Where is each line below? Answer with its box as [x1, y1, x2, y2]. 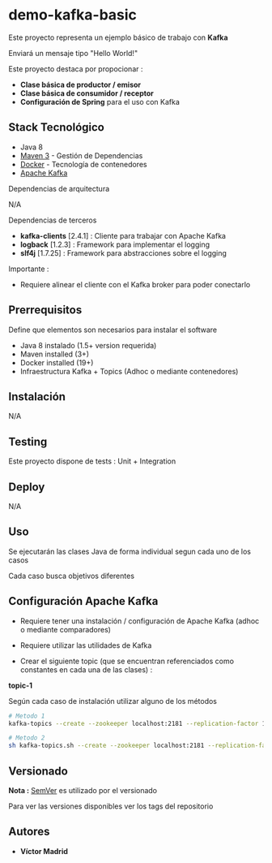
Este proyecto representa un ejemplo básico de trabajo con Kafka [8, 32, 228, 42]
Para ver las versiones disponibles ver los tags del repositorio [8, 801, 214, 811]
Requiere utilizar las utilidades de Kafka [19, 640, 152, 650]
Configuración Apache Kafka [8, 594, 159, 608]
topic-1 [8, 680, 33, 690]
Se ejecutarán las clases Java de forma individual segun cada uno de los [8, 546, 251, 556]
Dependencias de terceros [8, 215, 97, 225]
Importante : [8, 264, 49, 274]
